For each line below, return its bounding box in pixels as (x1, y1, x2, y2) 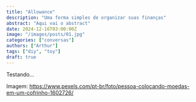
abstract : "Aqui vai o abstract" (6, 20, 91, 26)
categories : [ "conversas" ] (6, 37, 74, 43)
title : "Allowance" (6, 8, 56, 15)
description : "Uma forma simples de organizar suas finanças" (6, 15, 166, 21)
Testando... (6, 70, 34, 78)
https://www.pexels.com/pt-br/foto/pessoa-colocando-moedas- (29, 83, 190, 90)
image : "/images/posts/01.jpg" (6, 32, 85, 38)
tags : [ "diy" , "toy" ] (6, 49, 61, 55)
